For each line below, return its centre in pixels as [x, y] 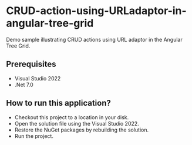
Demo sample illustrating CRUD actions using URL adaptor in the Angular [95, 39]
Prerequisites [31, 64]
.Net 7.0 [24, 85]
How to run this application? [59, 103]
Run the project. [34, 136]
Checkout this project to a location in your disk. [72, 117]
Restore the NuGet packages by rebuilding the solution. [82, 130]
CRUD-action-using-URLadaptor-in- [96, 11]
